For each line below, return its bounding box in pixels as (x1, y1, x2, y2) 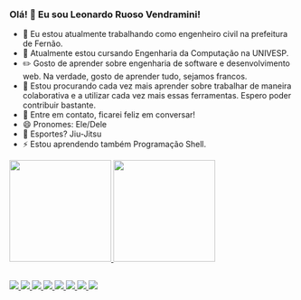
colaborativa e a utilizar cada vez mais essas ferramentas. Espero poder (22, 90, 292, 101)
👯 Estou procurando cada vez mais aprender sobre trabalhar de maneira (22, 80, 292, 91)
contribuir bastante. (22, 99, 97, 111)
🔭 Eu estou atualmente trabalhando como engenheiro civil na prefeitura (22, 29, 288, 40)
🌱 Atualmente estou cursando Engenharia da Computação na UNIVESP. (22, 48, 289, 59)
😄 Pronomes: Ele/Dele (22, 119, 107, 130)
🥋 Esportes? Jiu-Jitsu (22, 128, 102, 139)
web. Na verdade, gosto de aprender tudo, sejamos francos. (22, 71, 248, 82)
